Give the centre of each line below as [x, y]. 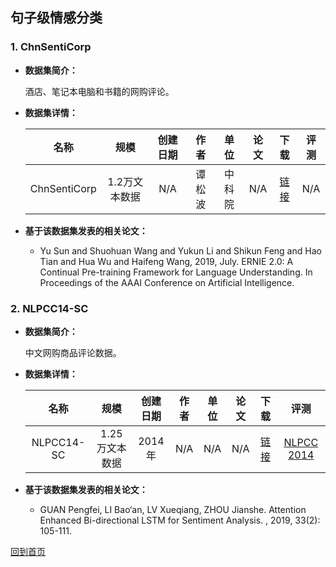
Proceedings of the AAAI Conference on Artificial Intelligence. [167, 282]
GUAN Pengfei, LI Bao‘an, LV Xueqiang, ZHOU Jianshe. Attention [173, 509]
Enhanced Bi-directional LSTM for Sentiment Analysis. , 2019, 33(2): [180, 520]
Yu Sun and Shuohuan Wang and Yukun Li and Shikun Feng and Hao [180, 250]
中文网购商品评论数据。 [73, 352]
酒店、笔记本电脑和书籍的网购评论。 [99, 91]
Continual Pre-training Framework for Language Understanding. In [176, 272]
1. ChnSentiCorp [51, 47]
